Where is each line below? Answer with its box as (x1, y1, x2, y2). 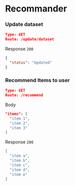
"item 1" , (9, 116, 30, 121)
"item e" (9, 172, 28, 177)
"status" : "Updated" (9, 60, 52, 65)
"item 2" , (9, 120, 30, 125)
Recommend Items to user (5, 76, 70, 83)
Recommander (5, 3, 67, 14)
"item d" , (9, 167, 30, 172)
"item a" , (9, 153, 30, 158)
